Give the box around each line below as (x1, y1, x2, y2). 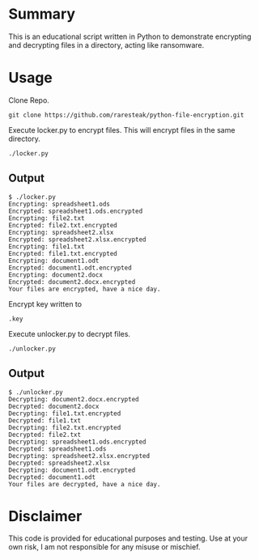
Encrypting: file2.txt (8, 214, 85, 223)
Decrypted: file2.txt (8, 431, 82, 439)
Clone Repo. (8, 95, 50, 105)
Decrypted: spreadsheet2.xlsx (8, 459, 111, 467)
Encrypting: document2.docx (8, 270, 104, 279)
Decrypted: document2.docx (8, 402, 100, 410)
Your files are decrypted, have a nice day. (8, 480, 161, 488)
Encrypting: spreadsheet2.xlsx (8, 228, 114, 236)
